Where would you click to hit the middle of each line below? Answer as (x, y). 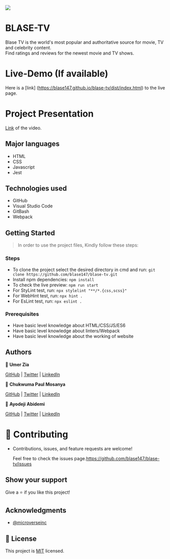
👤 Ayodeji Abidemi (25, 404)
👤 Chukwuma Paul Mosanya (36, 384)
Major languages (32, 144)
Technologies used (36, 189)
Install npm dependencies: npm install (53, 279)
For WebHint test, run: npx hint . (47, 296)
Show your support (36, 480)
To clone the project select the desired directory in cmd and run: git (84, 270)
